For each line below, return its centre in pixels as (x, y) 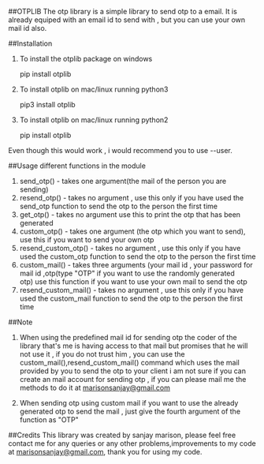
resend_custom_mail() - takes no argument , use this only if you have (132, 290)
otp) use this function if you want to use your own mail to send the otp (133, 282)
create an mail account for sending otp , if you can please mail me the (133, 379)
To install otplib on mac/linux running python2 (94, 120)
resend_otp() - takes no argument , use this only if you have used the (132, 198)
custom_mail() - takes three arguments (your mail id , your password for (136, 265)
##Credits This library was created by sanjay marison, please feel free (122, 435)
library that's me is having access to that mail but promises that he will (134, 346)
